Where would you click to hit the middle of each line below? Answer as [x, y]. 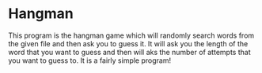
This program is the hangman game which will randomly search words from [131, 35]
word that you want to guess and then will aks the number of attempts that [129, 52]
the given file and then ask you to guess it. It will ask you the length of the [128, 43]
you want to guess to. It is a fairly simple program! [90, 60]
